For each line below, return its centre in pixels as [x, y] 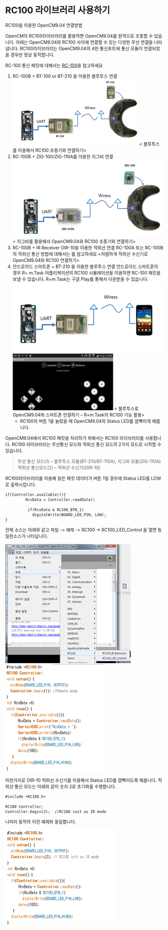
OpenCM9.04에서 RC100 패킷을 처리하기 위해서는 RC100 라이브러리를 [74, 438]
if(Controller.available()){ [36, 495]
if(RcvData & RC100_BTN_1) [56, 510]
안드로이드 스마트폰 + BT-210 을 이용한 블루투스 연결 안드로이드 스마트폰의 [85, 266]
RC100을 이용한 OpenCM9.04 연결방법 [44, 25]
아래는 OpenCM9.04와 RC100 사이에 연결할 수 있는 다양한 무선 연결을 [84, 42]
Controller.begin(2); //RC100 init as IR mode [56, 812]
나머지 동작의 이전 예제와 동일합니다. [41, 821]
